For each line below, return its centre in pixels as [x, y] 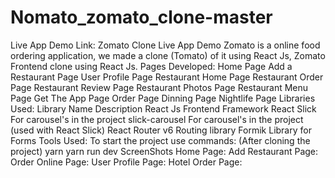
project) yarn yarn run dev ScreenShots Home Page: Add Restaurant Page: [164, 151]
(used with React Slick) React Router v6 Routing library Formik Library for [161, 130]
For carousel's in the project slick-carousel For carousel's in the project [157, 119]
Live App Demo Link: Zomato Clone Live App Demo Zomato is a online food [165, 45]
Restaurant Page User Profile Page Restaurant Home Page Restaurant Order [167, 77]
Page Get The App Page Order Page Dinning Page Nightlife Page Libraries [163, 98]
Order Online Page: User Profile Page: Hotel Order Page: [126, 162]
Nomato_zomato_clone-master [141, 17]
